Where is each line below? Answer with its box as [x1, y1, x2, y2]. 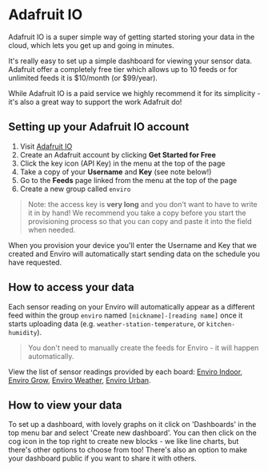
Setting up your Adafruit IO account [8, 120, 190, 134]
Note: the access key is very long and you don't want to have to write [27, 199, 258, 209]
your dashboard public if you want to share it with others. [8, 453, 198, 463]
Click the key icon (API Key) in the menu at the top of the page [19, 158, 226, 168]
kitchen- [206, 320, 236, 329]
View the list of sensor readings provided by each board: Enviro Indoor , [8, 366, 242, 377]
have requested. [8, 257, 62, 267]
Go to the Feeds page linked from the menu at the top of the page [19, 175, 238, 185]
